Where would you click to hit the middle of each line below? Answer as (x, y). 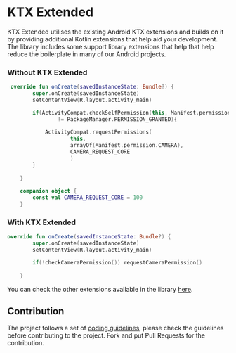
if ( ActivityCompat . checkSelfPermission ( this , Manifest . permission (132, 113)
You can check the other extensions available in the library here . (100, 289)
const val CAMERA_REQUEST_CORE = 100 (87, 198)
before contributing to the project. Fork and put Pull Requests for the (106, 335)
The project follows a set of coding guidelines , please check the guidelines (116, 328)
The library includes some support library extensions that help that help (111, 46)
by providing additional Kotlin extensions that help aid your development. (113, 39)
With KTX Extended (41, 222)
